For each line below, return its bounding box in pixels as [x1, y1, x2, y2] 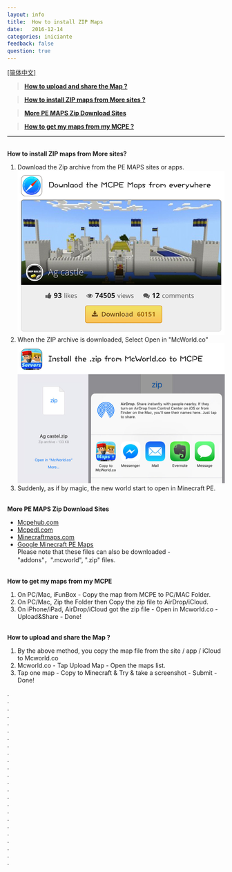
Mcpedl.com [17, 526, 53, 534]
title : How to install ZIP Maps [7, 18, 104, 26]
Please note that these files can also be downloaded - [17, 548, 171, 556]
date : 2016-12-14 [7, 26, 64, 33]
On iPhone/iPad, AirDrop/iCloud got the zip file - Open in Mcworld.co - [17, 605, 218, 613]
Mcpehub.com [17, 519, 59, 527]
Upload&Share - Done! [17, 613, 81, 621]
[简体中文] [7, 68, 37, 76]
